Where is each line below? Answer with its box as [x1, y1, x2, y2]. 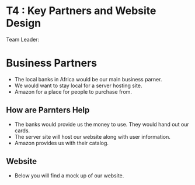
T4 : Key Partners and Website [6, 4, 156, 18]
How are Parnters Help [6, 105, 90, 115]
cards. [14, 127, 30, 134]
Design [6, 16, 41, 30]
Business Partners [6, 57, 97, 70]
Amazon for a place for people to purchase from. [14, 88, 133, 95]
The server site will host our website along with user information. [14, 133, 171, 140]
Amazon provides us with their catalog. [14, 139, 109, 146]
